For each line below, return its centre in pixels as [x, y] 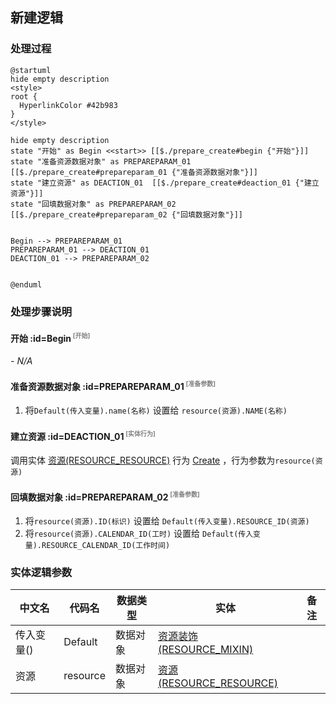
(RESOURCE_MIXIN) [205, 650]
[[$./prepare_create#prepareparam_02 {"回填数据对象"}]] [127, 214]
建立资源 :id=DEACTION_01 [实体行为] [83, 435]
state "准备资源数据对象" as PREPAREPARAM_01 [101, 161]
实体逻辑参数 [41, 572]
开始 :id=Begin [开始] [50, 337]
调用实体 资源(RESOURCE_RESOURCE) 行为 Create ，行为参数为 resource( [163, 460]
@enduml [26, 284]
